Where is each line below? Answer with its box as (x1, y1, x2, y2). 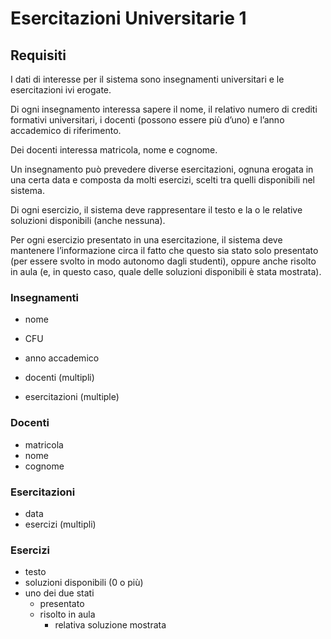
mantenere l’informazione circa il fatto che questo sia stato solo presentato (10, 245, 319, 256)
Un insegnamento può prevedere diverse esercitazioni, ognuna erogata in (10, 163, 314, 175)
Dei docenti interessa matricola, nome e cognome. (10, 144, 218, 156)
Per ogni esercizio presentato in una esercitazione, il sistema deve (10, 234, 283, 246)
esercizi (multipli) (24, 518, 97, 530)
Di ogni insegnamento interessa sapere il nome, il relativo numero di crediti (10, 103, 318, 115)
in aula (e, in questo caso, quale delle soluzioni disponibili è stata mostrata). (10, 266, 322, 277)
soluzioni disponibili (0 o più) (24, 577, 144, 589)
